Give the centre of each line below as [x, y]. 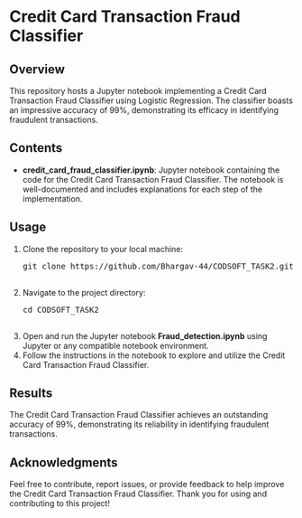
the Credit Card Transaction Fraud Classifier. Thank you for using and [138, 494]
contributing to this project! [60, 504]
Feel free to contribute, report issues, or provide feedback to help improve [147, 485]
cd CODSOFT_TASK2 [60, 310]
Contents [36, 148]
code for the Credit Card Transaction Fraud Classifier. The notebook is [153, 179]
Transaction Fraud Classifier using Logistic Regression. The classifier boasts [151, 100]
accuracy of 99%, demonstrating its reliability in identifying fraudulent [139, 424]
